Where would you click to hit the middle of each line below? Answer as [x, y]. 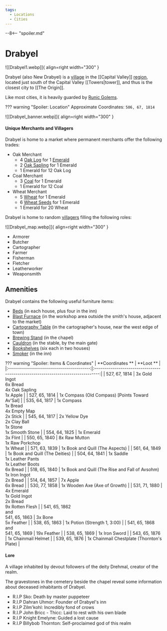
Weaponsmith [27, 273]
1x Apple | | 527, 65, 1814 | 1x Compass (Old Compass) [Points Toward [77, 395]
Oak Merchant [27, 154]
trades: [12, 144]
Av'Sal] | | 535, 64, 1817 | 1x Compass [44, 400]
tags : [11, 10]
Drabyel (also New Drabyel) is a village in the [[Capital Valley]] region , [77, 77]
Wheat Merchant [30, 191]
